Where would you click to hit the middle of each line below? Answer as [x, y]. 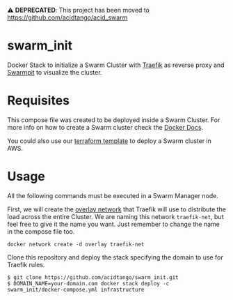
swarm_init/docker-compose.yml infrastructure [76, 290]
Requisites [39, 101]
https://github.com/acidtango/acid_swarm [67, 17]
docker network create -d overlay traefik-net [76, 244]
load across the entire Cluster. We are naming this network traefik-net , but [115, 216]
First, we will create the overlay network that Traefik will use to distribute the [116, 209]
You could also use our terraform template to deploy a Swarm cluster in [110, 141]
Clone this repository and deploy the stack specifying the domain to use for [115, 257]
